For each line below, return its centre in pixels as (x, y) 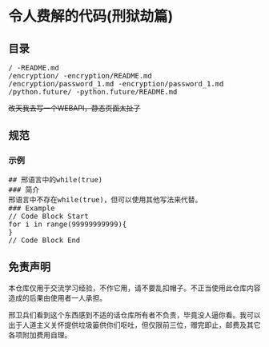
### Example (32, 208)
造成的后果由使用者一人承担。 (57, 297)
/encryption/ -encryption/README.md (80, 76)
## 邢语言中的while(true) (56, 179)
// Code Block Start (49, 216)
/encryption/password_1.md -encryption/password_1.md (116, 84)
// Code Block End (44, 240)
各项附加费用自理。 (40, 335)
